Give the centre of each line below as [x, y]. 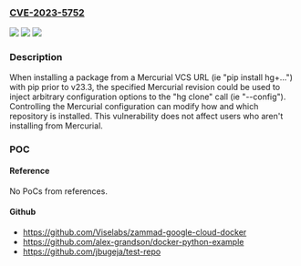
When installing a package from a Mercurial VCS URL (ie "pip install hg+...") [151, 77]
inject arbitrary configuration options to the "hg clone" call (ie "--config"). [148, 97]
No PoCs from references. [58, 191]
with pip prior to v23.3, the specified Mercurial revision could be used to [145, 87]
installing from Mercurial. [56, 126]
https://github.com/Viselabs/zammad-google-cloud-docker [135, 232]
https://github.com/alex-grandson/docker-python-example [133, 241]
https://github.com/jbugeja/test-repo [92, 251]
